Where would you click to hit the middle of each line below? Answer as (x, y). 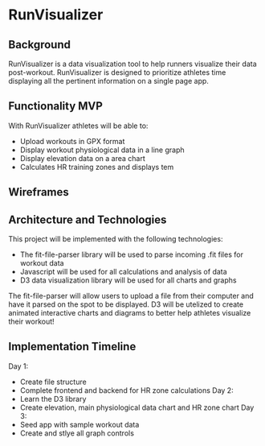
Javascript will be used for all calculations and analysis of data (123, 272)
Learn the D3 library (53, 399)
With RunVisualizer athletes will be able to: (78, 126)
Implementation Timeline (72, 347)
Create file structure (53, 382)
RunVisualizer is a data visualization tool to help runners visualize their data (132, 64)
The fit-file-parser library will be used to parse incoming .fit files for (131, 254)
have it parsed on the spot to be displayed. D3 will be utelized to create (126, 304)
